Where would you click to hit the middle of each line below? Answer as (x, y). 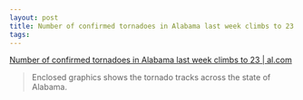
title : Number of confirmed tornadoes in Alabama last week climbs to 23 (152, 26)
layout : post (34, 18)
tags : (20, 34)
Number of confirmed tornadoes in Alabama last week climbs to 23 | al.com (151, 60)
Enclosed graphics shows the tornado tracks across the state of (151, 77)
